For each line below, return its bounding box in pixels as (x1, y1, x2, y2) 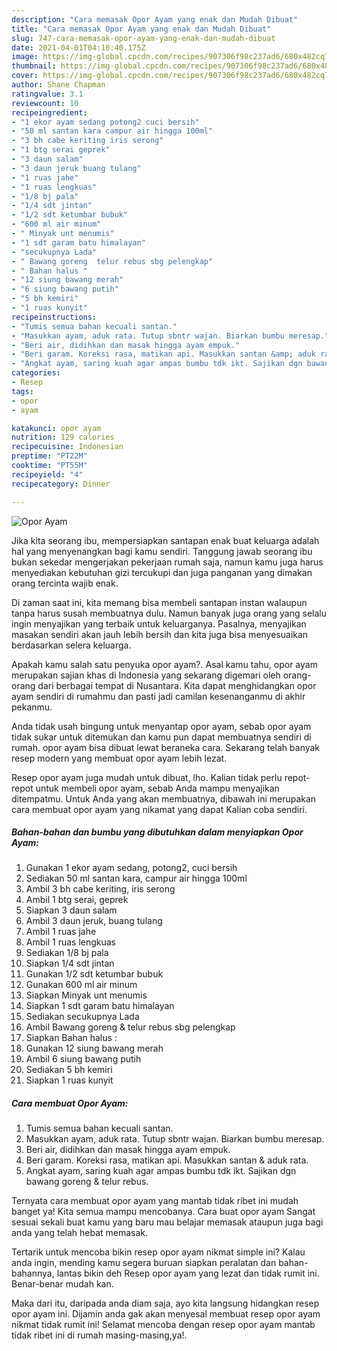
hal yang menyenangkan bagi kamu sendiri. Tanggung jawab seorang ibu (11, 545, 313, 557)
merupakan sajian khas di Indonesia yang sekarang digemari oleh (11, 669, 281, 681)
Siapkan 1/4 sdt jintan (25, 957, 115, 970)
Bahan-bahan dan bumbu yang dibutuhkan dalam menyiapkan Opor (11, 826, 304, 838)
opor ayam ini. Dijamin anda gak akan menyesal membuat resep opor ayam (11, 1308, 321, 1320)
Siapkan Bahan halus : (25, 1032, 118, 1044)
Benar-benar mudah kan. (11, 1278, 114, 1290)
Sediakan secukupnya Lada (25, 1011, 140, 1023)
